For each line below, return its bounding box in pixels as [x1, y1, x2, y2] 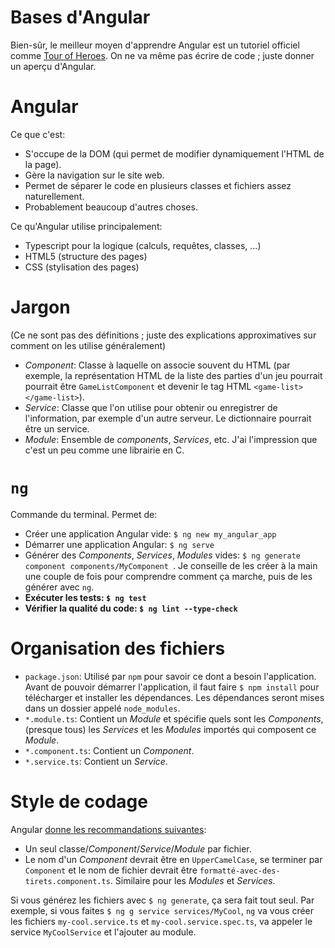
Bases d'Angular [10, 6, 151, 29]
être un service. [24, 422, 90, 435]
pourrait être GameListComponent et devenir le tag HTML [24, 380, 252, 392]
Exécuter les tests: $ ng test [24, 591, 147, 603]
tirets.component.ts [24, 876, 111, 886]
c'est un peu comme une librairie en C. [24, 444, 185, 456]
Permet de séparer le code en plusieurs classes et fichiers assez [24, 179, 292, 191]
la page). [24, 158, 62, 170]
